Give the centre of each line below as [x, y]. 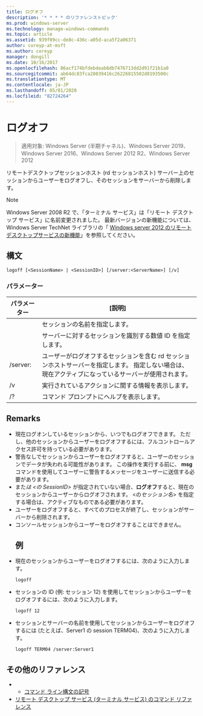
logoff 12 [27, 611]
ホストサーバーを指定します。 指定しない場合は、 [118, 365]
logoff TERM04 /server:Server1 [54, 650]
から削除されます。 [50, 517]
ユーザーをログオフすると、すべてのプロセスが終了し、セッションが [99, 509]
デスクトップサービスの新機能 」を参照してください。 [72, 235]
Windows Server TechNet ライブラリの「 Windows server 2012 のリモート [99, 227]
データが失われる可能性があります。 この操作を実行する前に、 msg [109, 464]
